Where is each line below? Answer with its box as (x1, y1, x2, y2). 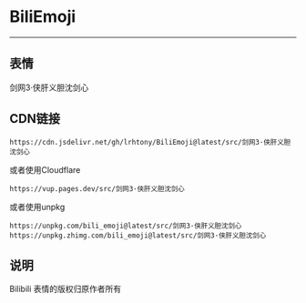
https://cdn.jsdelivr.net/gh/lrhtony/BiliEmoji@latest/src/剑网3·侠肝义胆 (9, 137, 291, 146)
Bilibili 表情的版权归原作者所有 (9, 284, 122, 295)
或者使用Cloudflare (9, 164, 81, 175)
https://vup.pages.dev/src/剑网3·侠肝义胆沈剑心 (9, 184, 185, 193)
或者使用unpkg (9, 201, 66, 212)
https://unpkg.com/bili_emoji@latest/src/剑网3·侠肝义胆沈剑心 (9, 221, 242, 230)
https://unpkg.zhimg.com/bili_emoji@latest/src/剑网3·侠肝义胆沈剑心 (9, 230, 267, 240)
